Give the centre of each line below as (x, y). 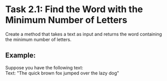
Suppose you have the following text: (44, 67)
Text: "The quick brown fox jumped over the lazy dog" (62, 73)
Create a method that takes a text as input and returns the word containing (84, 34)
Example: (20, 55)
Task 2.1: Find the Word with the (74, 9)
